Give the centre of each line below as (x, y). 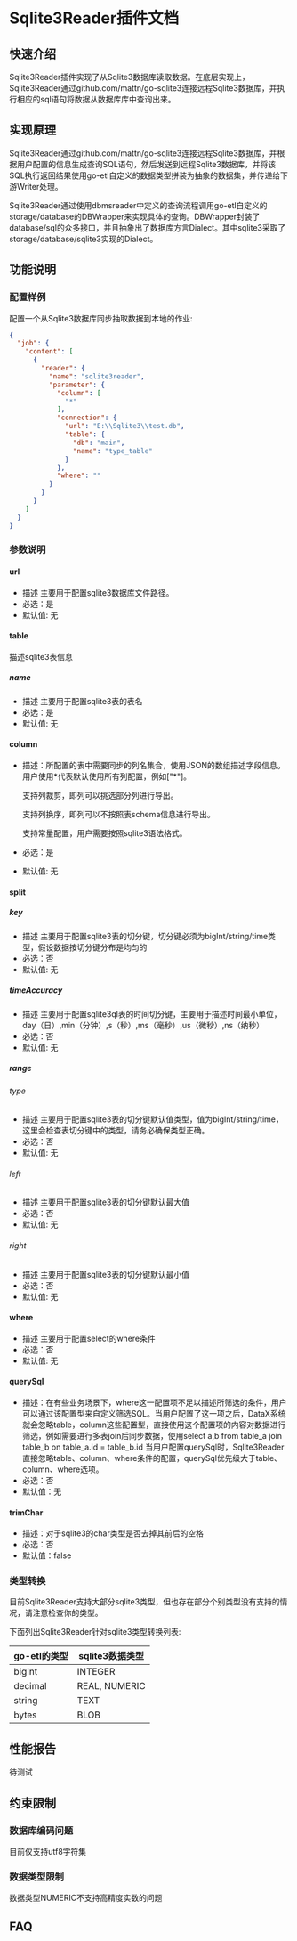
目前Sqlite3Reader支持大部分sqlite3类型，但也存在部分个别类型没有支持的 (144, 1602)
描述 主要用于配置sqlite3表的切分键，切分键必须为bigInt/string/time (145, 936)
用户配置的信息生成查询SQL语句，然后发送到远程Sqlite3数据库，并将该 (146, 164)
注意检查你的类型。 (68, 1613)
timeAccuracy (36, 990)
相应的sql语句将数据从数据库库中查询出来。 (96, 99)
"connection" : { (87, 418)
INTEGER (96, 1672)
